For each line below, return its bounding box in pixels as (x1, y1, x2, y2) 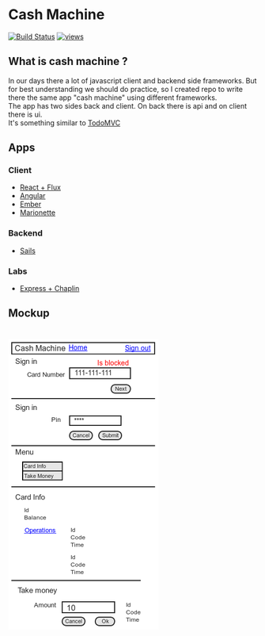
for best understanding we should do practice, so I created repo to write (8, 84, 244, 94)
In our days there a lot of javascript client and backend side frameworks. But (8, 75, 257, 85)
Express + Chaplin (19, 284, 80, 293)
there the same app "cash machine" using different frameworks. (8, 93, 218, 102)
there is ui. (8, 109, 43, 119)
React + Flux (19, 182, 62, 192)
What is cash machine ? (8, 55, 128, 68)
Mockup (8, 307, 50, 320)
